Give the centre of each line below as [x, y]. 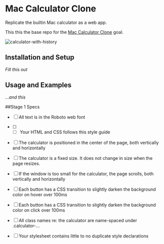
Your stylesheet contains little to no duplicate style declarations [83, 236]
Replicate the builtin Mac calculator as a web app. [56, 22]
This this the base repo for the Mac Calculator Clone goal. [64, 32]
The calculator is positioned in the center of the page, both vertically [89, 142]
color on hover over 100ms [40, 194]
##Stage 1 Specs [22, 107]
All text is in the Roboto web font [52, 117]
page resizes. [26, 163]
